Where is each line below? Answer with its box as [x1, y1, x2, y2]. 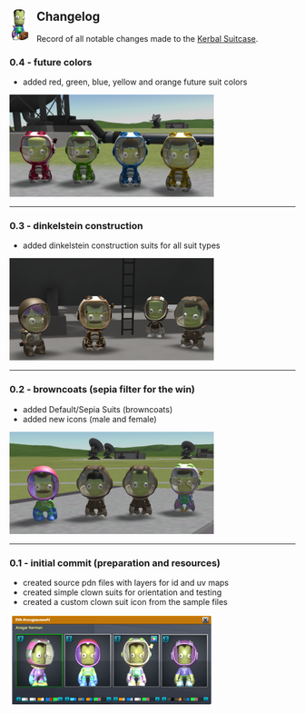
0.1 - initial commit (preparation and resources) [9, 556, 221, 569]
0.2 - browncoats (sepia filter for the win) [9, 383, 195, 396]
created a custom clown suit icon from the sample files [22, 597, 229, 607]
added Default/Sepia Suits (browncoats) [22, 403, 173, 414]
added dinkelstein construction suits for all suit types [22, 240, 221, 251]
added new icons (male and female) [22, 413, 157, 424]
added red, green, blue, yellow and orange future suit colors [22, 76, 248, 87]
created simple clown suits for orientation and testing [22, 587, 222, 598]
